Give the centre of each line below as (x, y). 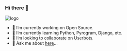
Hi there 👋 (17, 8)
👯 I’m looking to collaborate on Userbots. (53, 38)
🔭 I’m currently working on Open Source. (53, 28)
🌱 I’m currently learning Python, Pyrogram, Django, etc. (67, 33)
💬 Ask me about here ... (35, 43)
